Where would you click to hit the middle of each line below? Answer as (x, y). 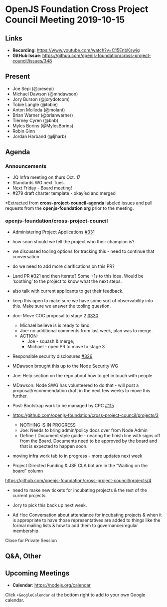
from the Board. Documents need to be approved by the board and (88, 441)
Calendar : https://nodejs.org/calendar (52, 585)
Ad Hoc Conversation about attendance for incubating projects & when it (87, 515)
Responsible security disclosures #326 (52, 356)
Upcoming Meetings (37, 573)
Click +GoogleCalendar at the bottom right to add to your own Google (75, 595)
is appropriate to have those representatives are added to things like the (86, 520)
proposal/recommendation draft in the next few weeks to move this (81, 390)
